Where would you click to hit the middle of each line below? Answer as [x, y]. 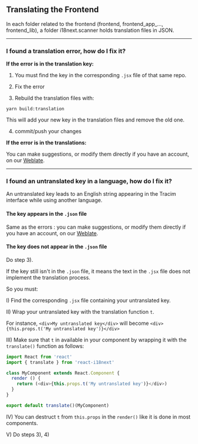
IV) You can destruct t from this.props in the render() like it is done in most [98, 417]
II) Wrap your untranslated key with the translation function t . [80, 311]
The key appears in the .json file [47, 214]
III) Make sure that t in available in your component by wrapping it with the [96, 340]
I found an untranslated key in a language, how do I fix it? [89, 181]
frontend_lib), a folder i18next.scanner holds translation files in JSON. [90, 30]
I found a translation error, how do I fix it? [66, 51]
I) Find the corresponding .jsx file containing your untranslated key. [88, 300]
